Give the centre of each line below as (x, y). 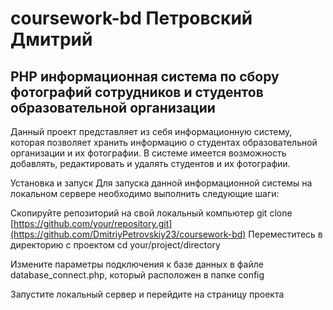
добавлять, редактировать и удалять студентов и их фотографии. (150, 163)
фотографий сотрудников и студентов (137, 92)
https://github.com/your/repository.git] (93, 223)
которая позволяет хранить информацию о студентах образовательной (164, 142)
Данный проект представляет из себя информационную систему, (151, 131)
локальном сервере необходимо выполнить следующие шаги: (145, 193)
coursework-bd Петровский (131, 18)
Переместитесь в (285, 234)
